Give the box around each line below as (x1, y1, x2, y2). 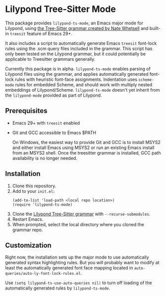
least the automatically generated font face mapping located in (5, 265, 133, 271)
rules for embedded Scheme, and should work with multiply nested (15, 81, 153, 88)
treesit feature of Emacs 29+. (9, 30, 73, 36)
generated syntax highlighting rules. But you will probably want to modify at (5, 260, 160, 266)
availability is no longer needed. (12, 155, 78, 161)
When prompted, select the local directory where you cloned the (12, 221, 145, 227)
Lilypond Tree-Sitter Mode (5, 3, 116, 15)
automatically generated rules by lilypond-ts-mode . (5, 285, 111, 291)
